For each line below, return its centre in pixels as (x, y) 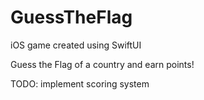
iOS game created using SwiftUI (76, 45)
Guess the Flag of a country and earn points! (102, 64)
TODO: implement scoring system (80, 83)
